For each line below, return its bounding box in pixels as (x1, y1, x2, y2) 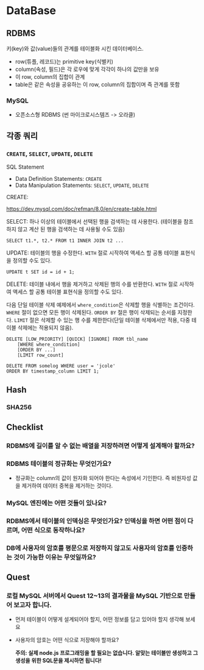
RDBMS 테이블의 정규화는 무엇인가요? (6, 459, 111, 468)
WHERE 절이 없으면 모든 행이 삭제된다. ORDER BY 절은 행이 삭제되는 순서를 (6, 308, 177, 316)
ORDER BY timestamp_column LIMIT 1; (6, 368, 99, 374)
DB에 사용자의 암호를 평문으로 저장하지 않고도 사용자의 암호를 (6, 544, 175, 552)
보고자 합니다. (13, 600, 52, 609)
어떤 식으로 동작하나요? (21, 526, 85, 534)
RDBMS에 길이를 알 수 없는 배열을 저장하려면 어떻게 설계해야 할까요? (6, 441, 195, 450)
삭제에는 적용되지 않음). (17, 324, 74, 331)
